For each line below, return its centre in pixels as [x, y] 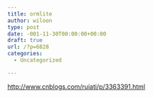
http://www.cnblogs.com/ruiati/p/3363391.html [76, 87]
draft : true [25, 40]
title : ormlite [30, 14]
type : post [23, 27]
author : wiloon [30, 21]
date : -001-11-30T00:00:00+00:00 [57, 34]
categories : [25, 54]
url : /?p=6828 [28, 47]
